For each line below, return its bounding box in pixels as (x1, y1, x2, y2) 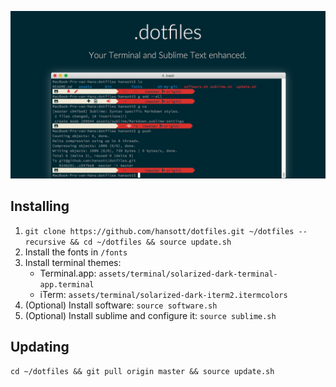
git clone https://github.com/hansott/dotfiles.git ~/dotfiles (24, 226, 295, 236)
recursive (24, 237, 67, 247)
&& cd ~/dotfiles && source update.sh (69, 237, 232, 247)
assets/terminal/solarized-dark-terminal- (98, 269, 278, 279)
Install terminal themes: (24, 256, 122, 268)
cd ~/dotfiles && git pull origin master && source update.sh (10, 367, 275, 377)
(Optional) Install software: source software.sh (24, 299, 218, 311)
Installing (10, 198, 70, 215)
